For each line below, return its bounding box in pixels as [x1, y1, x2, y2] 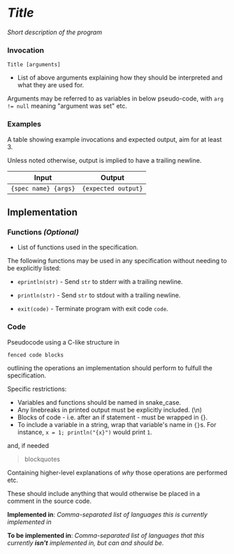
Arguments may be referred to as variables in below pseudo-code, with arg [7, 94, 224, 103]
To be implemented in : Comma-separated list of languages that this [7, 531, 205, 539]
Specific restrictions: [7, 384, 67, 393]
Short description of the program [7, 28, 103, 36]
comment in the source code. [7, 497, 92, 505]
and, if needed [7, 441, 50, 449]
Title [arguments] [7, 61, 61, 68]
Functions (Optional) [7, 227, 79, 237]
